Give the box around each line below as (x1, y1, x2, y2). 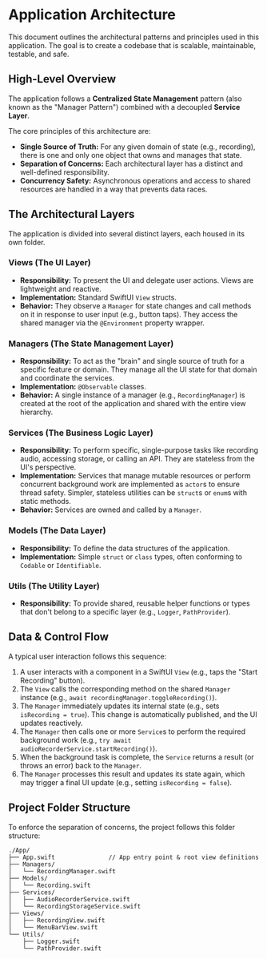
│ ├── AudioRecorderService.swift (8, 895, 130, 903)
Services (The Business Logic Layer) (8, 427, 153, 438)
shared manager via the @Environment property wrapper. (19, 318, 205, 328)
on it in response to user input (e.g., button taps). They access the (19, 309, 238, 319)
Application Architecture (8, 6, 176, 24)
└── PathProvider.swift (22, 944, 102, 953)
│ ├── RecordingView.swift (8, 916, 106, 925)
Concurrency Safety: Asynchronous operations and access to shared (19, 175, 251, 185)
